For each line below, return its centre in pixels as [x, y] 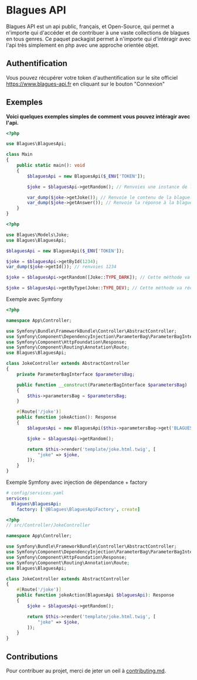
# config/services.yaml [35, 493]
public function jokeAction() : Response [67, 417]
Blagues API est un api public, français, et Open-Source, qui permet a [90, 26]
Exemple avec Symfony [34, 299]
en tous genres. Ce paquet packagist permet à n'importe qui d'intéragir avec [98, 39]
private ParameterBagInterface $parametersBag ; [76, 374]
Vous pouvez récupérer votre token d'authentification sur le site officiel [92, 77]
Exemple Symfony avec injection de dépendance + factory [77, 482]
